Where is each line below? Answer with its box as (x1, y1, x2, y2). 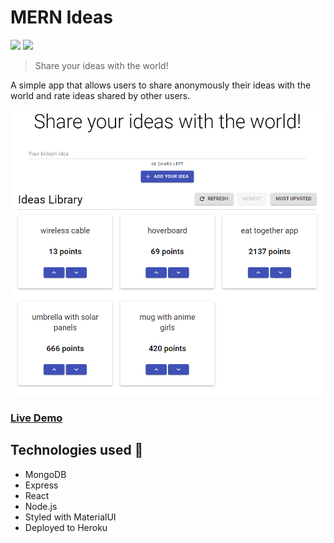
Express (24, 479, 59, 491)
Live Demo (10, 411, 63, 425)
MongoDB (24, 468, 67, 480)
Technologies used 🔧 (10, 442, 144, 459)
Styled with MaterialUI (24, 511, 117, 523)
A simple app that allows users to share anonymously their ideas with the (10, 79, 312, 91)
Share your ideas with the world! (34, 59, 169, 71)
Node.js (24, 500, 58, 512)
